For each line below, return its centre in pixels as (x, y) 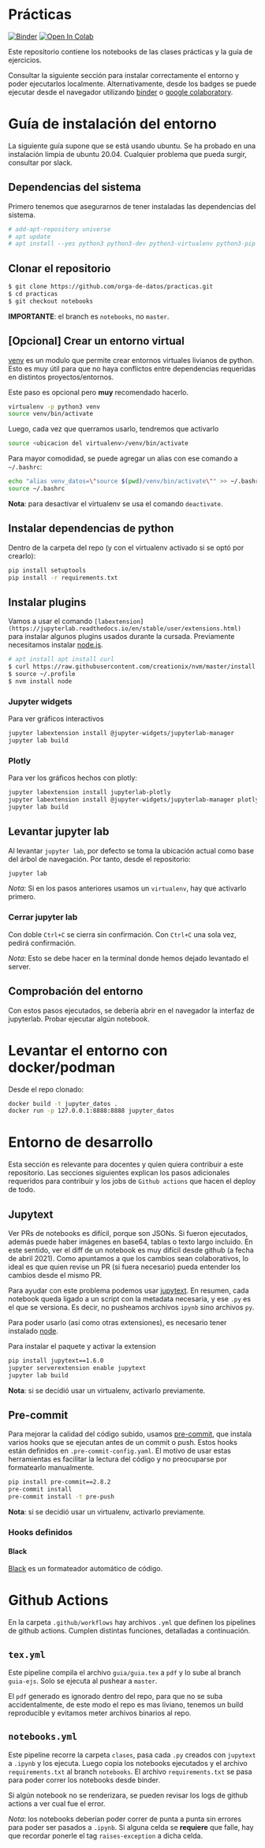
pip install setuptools (47, 570)
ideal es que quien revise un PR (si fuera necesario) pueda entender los (124, 1267)
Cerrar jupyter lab (43, 917)
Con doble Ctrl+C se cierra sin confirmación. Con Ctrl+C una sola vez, (122, 934)
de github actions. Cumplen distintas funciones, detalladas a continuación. (129, 1631)
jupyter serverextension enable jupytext (77, 1368)
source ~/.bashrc (37, 489)
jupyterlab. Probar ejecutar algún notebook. (79, 1018)
